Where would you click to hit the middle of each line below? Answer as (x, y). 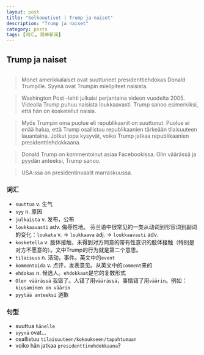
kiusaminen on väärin (42, 288)
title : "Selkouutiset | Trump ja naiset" (60, 18)
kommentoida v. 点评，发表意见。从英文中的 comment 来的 (84, 265)
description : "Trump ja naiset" (47, 23)
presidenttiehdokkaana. (51, 142)
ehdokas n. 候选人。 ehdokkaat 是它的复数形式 (71, 273)
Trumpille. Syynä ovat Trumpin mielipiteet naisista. (85, 86)
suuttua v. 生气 (34, 204)
